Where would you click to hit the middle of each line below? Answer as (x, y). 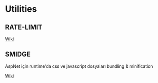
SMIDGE (18, 54)
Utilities (21, 9)
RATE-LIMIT (24, 27)
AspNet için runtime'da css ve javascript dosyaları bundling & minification (79, 66)
